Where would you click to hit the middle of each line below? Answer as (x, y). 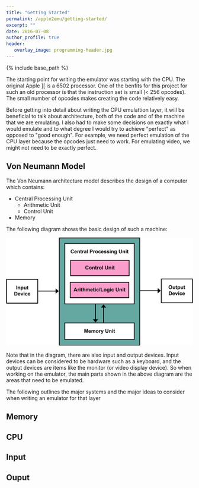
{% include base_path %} (37, 68)
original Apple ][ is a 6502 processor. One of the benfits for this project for (97, 86)
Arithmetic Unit (42, 204)
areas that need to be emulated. (45, 380)
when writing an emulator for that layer (53, 398)
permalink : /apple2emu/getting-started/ (57, 19)
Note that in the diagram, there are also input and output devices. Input (93, 355)
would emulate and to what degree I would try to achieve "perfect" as (91, 128)
